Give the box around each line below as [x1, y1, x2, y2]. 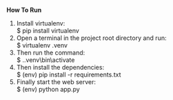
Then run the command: [16, 48, 85, 57]
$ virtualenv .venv [16, 41, 68, 49]
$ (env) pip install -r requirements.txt [16, 70, 121, 79]
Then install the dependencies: [16, 63, 105, 71]
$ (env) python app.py [16, 86, 80, 93]
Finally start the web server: [16, 78, 96, 86]
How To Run [6, 6, 42, 14]
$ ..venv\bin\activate [16, 56, 75, 64]
